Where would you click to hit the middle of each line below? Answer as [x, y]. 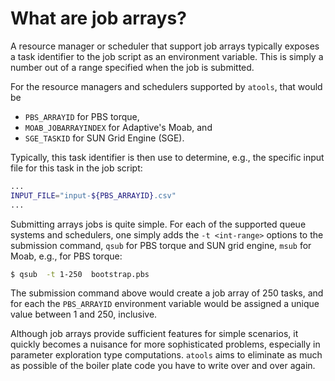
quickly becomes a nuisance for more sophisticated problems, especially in [165, 344]
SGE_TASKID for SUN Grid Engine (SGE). [104, 138]
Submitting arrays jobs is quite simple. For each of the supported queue [158, 224]
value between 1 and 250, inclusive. [84, 314]
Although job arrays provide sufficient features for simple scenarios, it [154, 334]
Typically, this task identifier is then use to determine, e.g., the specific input [167, 157]
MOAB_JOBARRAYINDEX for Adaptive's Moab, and [118, 127]
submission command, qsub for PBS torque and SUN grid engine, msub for [161, 245]
